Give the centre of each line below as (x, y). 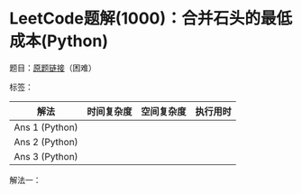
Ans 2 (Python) (46, 142)
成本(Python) (59, 41)
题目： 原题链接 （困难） (53, 68)
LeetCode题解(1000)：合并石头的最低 (151, 18)
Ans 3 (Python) (46, 156)
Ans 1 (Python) (46, 127)
